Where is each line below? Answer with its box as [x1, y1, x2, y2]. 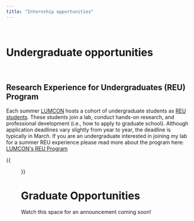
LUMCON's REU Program [6, 145, 68, 152]
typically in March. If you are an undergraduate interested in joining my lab [6, 133, 187, 140]
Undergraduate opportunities [6, 46, 154, 59]
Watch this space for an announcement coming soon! [21, 209, 151, 216]
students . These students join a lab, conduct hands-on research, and [6, 114, 174, 121]
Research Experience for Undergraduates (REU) [6, 82, 186, 92]
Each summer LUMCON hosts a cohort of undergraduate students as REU [6, 107, 186, 114]
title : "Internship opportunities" [6, 8, 94, 15]
